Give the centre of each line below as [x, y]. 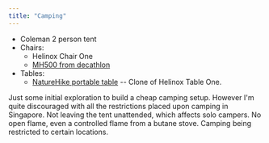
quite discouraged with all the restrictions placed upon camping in [118, 106]
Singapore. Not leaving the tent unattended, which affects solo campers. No [135, 115]
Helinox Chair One [62, 56]
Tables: [32, 73]
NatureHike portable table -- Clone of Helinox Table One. [127, 82]
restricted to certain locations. [59, 132]
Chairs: [32, 47]
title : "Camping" [38, 16]
